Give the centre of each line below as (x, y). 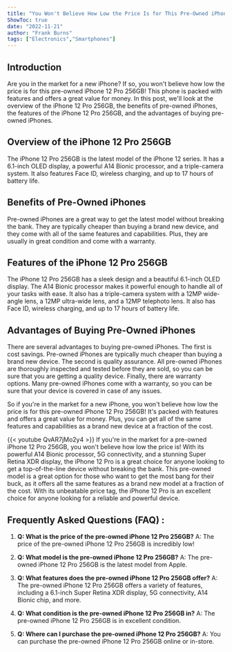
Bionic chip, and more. (49, 600)
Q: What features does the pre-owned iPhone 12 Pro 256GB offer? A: (117, 578)
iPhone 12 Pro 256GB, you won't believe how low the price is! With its (106, 447)
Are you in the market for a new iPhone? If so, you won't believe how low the (116, 83)
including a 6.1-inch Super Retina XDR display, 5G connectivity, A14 (113, 593)
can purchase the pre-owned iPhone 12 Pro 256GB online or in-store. (116, 641)
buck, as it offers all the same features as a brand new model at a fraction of (116, 484)
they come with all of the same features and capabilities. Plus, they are (108, 234)
